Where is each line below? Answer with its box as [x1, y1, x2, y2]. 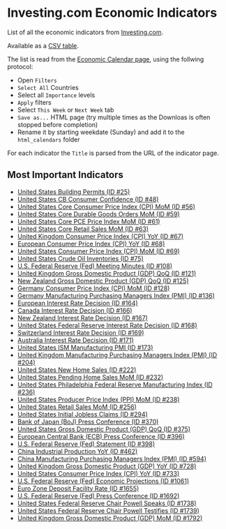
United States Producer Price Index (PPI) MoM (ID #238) [17, 395, 180, 403]
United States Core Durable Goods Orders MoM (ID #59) [17, 209, 180, 218]
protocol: [7, 62, 33, 70]
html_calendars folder [17, 135, 80, 144]
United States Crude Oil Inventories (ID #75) [17, 254, 144, 262]
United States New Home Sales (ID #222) [17, 365, 137, 374]
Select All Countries [17, 83, 79, 91]
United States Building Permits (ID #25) [17, 187, 130, 196]
